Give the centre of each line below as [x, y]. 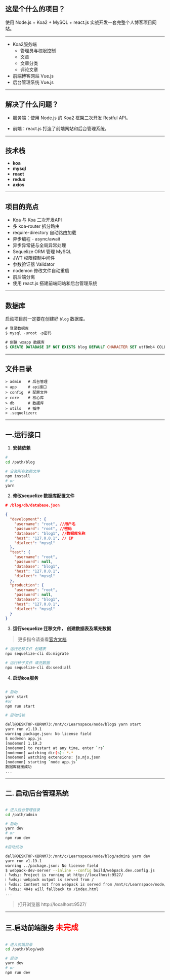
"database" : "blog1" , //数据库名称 [50, 533]
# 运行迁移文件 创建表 [26, 649]
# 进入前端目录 [19, 944]
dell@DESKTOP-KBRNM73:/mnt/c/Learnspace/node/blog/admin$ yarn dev [78, 856]
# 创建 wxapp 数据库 [25, 342]
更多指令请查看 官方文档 [42, 639]
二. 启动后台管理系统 [37, 794]
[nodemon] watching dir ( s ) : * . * [39, 753]
